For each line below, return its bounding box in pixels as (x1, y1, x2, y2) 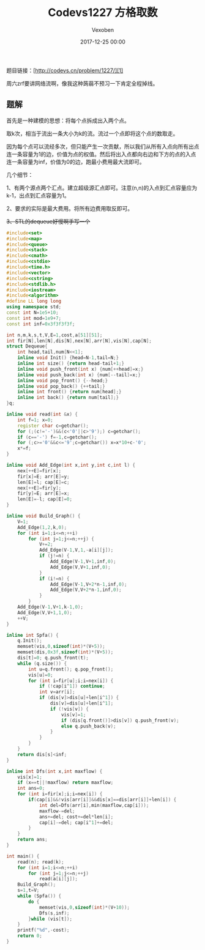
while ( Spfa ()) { (17, 893, 62, 899)
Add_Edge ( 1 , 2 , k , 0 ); (17, 524, 67, 530)
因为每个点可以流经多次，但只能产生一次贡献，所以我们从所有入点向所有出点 (6, 143, 199, 150)
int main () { (6, 853, 40, 859)
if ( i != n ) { (39, 576, 70, 582)
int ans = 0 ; (17, 785, 45, 792)
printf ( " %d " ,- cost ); (17, 927, 70, 933)
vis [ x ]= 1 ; (17, 774, 43, 780)
